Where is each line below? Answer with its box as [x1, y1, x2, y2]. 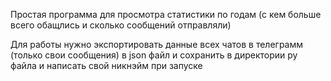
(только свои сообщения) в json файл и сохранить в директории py [10, 49, 298, 61]
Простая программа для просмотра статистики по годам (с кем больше [10, 9, 322, 20]
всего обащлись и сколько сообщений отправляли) [10, 19, 232, 31]
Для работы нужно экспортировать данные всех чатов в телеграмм [10, 39, 304, 50]
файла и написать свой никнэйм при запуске [10, 60, 203, 71]
